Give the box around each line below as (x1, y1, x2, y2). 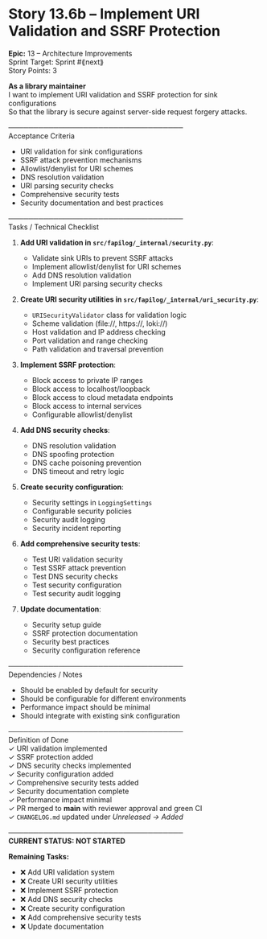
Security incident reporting (31, 523, 121, 533)
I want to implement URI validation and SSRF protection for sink (8, 89, 219, 99)
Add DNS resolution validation (31, 270, 132, 280)
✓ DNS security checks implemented (8, 760, 132, 770)
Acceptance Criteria (8, 130, 75, 141)
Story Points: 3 (8, 65, 58, 75)
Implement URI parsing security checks (31, 278, 163, 288)
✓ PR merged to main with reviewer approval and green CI (8, 803, 203, 813)
